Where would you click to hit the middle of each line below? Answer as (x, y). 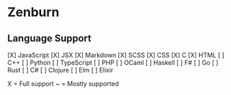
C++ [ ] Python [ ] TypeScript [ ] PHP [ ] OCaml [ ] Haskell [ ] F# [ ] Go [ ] (113, 63)
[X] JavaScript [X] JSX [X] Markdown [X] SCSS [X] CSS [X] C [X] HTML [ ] (116, 55)
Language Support (50, 38)
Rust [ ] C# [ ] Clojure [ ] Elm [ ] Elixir (60, 70)
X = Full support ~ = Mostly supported (63, 84)
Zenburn (33, 12)
